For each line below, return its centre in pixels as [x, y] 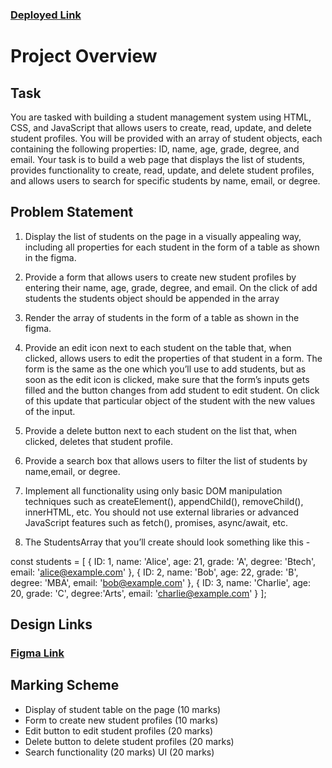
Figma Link [37, 653]
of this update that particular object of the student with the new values [170, 400]
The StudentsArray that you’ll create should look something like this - [167, 542]
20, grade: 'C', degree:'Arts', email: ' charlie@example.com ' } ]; [138, 593]
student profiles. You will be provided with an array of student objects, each [166, 138]
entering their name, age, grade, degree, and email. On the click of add [171, 287]
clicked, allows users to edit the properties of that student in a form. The [173, 358]
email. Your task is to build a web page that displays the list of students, [158, 159]
